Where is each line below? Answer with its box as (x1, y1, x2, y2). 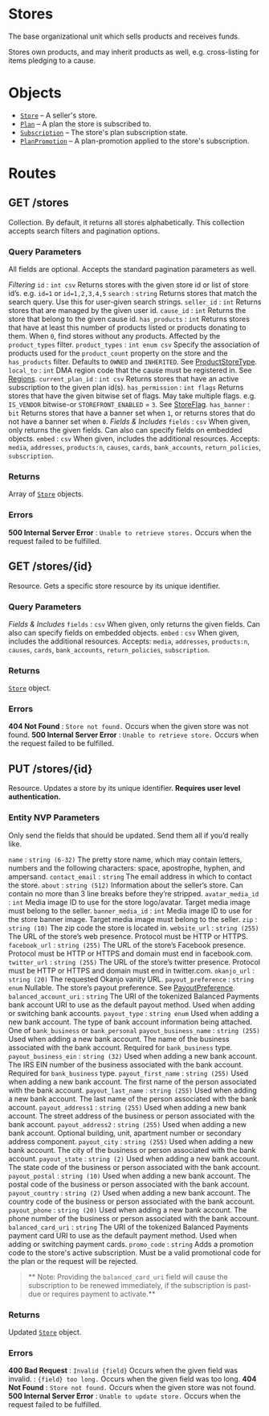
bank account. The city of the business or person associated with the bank (8, 1145, 256, 1155)
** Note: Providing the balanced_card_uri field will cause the (27, 1272, 228, 1282)
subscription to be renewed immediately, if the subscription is (27, 1280, 233, 1290)
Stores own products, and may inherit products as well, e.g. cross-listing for (8, 47, 259, 56)
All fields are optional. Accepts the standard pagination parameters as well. (8, 265, 257, 274)
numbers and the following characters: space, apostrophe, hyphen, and (8, 862, 246, 873)
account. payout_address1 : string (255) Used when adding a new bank (8, 1102, 247, 1112)
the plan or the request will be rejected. (8, 1256, 138, 1266)
